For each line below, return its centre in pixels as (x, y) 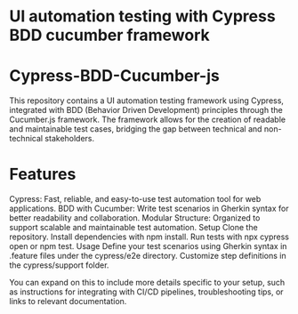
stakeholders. (69, 139)
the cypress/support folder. (59, 265)
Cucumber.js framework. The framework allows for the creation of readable (148, 120)
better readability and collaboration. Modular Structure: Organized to (135, 218)
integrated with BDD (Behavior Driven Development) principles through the (146, 110)
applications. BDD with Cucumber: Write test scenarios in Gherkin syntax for (149, 209)
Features (43, 174)
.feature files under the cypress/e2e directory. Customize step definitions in (148, 256)
